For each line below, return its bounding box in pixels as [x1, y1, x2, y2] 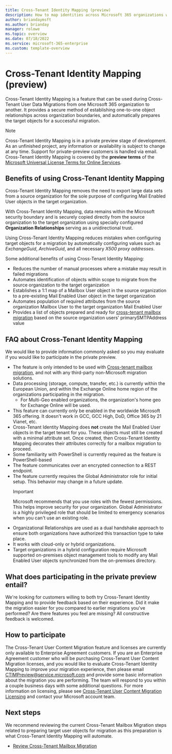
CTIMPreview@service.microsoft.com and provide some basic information [5, 671, 162, 678]
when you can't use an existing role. [12, 515, 89, 521]
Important [12, 489, 34, 495]
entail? [5, 581, 28, 589]
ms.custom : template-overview [5, 46, 70, 51]
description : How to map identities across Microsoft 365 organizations [5, 12, 164, 17]
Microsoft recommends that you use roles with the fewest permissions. [12, 498, 163, 505]
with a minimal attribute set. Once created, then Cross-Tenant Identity [12, 435, 160, 441]
